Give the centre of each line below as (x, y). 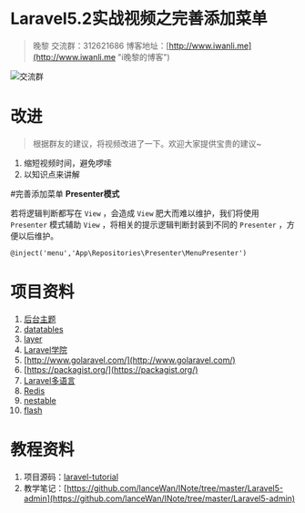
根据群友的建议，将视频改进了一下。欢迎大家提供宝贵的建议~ (147, 143)
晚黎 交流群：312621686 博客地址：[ (101, 46)
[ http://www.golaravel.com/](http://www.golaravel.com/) (129, 360)
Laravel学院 (45, 349)
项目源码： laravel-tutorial (71, 477)
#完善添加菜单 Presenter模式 (65, 193)
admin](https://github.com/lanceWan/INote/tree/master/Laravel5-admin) (159, 498)
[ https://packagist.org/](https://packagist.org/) (111, 369)
